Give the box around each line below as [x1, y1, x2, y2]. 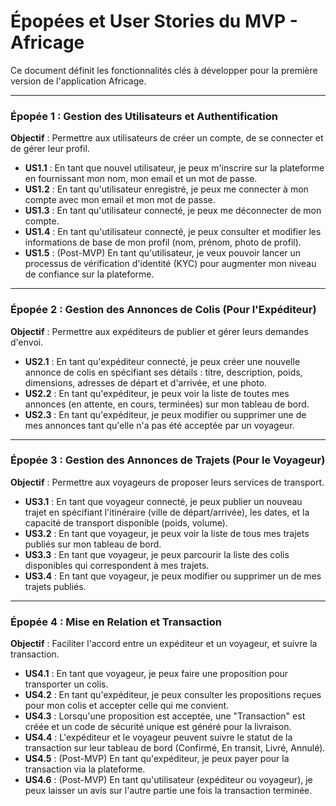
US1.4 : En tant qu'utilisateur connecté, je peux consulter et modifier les [24, 226, 322, 238]
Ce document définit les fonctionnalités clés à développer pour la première [10, 64, 318, 76]
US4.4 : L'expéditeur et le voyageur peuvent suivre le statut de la [24, 731, 293, 744]
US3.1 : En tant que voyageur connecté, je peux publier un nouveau [24, 495, 303, 507]
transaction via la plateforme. [24, 763, 146, 775]
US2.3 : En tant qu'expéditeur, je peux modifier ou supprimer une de [24, 408, 307, 420]
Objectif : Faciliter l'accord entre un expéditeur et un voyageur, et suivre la [10, 638, 318, 650]
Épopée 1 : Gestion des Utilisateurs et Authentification [10, 109, 278, 123]
